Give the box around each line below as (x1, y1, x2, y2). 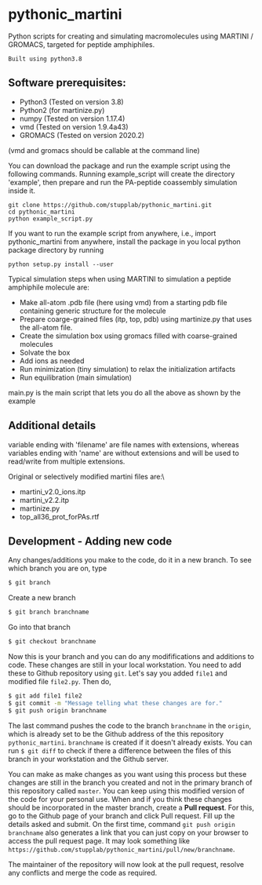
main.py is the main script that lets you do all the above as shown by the (8, 388, 241, 397)
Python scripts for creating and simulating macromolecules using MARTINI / (8, 31, 253, 41)
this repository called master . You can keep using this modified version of (8, 786, 245, 796)
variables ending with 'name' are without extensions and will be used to (8, 448, 239, 457)
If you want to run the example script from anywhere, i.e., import (8, 228, 217, 238)
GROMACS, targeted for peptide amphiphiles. (8, 39, 155, 49)
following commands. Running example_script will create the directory (8, 169, 235, 178)
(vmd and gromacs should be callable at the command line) (8, 145, 200, 155)
